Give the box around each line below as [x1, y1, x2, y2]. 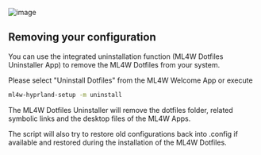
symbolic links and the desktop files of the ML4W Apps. [8, 114, 191, 123]
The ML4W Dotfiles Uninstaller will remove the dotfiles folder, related [8, 105, 234, 114]
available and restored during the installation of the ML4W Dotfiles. [8, 138, 228, 147]
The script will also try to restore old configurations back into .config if [8, 129, 238, 138]
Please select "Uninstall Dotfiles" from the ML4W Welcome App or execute [8, 76, 253, 85]
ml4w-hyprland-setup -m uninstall [8, 91, 123, 99]
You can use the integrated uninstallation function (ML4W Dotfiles [8, 52, 224, 61]
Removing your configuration [8, 30, 156, 44]
